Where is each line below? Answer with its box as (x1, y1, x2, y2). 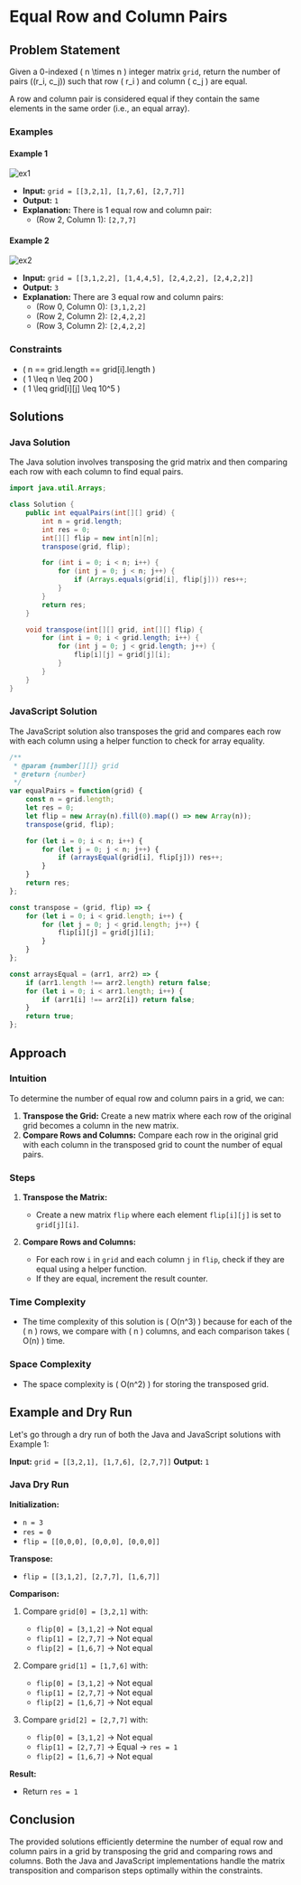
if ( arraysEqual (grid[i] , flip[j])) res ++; (57, 853, 223, 862)
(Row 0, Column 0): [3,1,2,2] (35, 301, 147, 313)
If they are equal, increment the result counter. (35, 1273, 209, 1284)
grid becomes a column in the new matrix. (22, 1120, 179, 1130)
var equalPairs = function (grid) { (9, 786, 143, 796)
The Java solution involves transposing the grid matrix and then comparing (9, 456, 288, 467)
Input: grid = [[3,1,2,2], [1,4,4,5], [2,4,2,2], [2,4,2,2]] (22, 273, 254, 284)
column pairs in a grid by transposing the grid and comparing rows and (9, 1845, 273, 1856)
